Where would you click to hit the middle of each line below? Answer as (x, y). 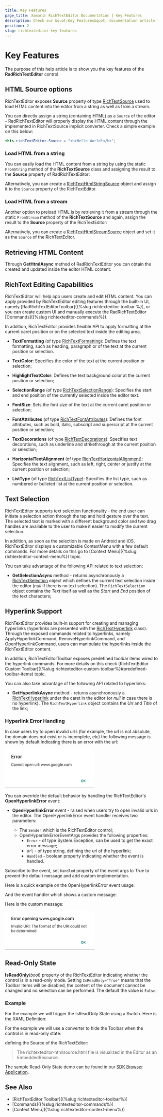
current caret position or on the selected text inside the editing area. (73, 332)
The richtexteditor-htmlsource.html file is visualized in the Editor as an (87, 1052)
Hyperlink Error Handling (35, 721)
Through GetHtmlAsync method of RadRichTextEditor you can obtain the (78, 264)
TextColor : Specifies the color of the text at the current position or (78, 361)
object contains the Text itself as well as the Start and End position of (81, 591)
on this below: (19, 131)
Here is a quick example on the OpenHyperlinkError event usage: (70, 885)
